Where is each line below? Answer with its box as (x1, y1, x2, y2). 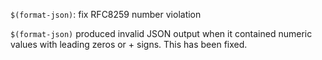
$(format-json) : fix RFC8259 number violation (10, 9, 202, 20)
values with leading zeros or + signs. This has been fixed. (10, 39, 248, 50)
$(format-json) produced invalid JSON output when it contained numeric (10, 28, 313, 39)
